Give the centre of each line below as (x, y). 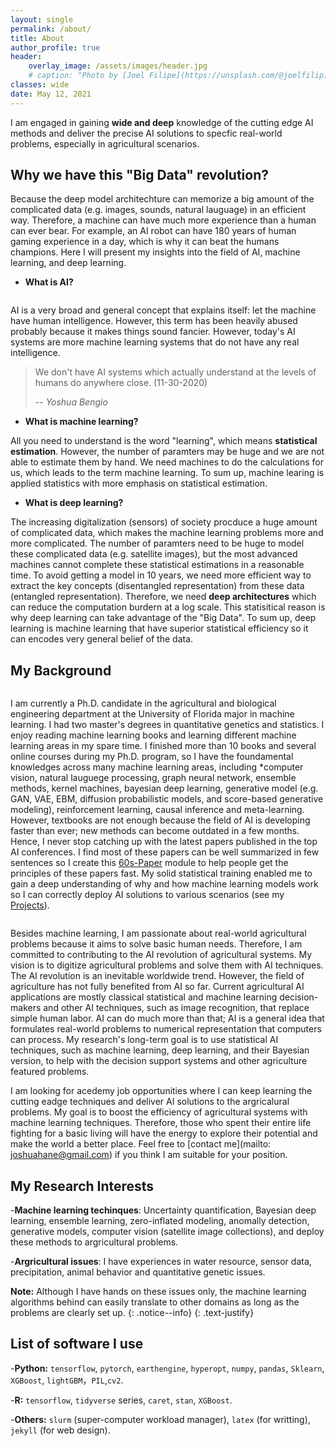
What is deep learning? (74, 503)
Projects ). (30, 905)
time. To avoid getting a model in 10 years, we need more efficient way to (161, 575)
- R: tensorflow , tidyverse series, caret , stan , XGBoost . (121, 1400)
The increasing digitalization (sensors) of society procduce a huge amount (164, 522)
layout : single (42, 19)
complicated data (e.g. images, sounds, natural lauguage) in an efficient (158, 210)
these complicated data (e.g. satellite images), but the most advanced (154, 554)
